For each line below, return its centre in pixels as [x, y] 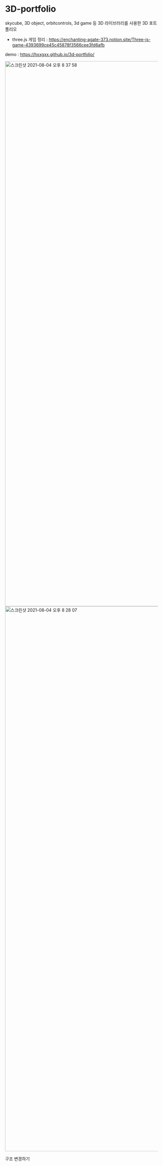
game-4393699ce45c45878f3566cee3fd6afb [58, 45]
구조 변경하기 [17, 1159]
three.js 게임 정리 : [30, 39]
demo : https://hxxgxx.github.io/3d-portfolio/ [50, 54]
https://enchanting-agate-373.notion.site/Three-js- [100, 39]
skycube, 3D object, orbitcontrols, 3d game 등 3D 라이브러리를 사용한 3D [77, 23]
